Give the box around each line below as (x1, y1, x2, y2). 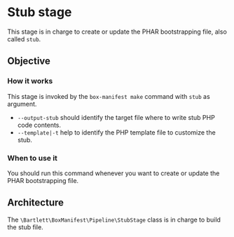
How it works (7, 76, 53, 86)
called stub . (7, 34, 41, 43)
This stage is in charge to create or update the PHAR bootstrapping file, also (7, 27, 228, 36)
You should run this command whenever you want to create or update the (7, 169, 220, 177)
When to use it (7, 153, 58, 163)
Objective (7, 55, 51, 67)
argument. (7, 100, 37, 108)
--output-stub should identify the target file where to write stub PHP (17, 113, 215, 121)
